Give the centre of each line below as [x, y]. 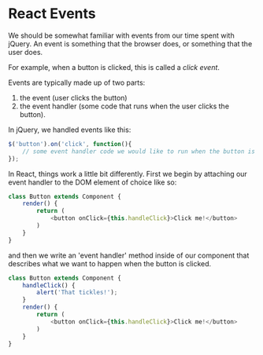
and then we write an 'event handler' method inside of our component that [129, 255]
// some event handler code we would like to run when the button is [139, 151]
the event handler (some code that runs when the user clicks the [124, 106]
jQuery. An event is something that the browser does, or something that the [130, 43]
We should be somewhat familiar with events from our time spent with [121, 35]
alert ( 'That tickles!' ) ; [77, 293]
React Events [52, 14]
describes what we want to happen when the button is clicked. [110, 263]
